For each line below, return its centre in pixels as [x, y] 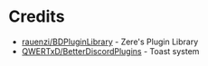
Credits [37, 17]
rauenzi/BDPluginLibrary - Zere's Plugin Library [110, 42]
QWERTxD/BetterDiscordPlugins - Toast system [110, 51]
